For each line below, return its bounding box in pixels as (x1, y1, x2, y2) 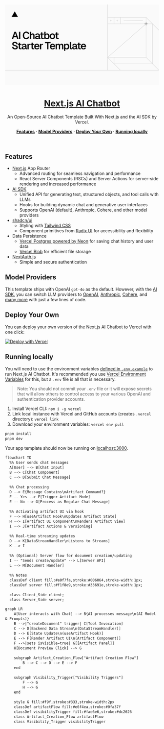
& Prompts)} (5, 616, 29, 621)
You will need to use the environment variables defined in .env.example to (5, 365, 153, 371)
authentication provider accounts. (17, 396, 85, 402)
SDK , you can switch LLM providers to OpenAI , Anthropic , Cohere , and (5, 291, 147, 297)
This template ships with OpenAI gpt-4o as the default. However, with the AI (5, 286, 157, 292)
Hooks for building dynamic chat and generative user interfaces (19, 202, 148, 208)
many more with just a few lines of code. (5, 296, 87, 302)
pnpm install (5, 431, 32, 436)
